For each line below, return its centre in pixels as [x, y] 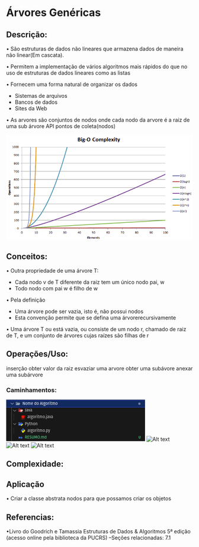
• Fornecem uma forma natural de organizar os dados [72, 84]
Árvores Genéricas [54, 13]
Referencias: [30, 517]
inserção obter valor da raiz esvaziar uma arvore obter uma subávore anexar [99, 368]
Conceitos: [27, 256]
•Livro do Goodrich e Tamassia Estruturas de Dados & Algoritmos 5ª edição [98, 532]
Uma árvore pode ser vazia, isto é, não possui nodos [79, 311]
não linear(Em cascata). [35, 55]
